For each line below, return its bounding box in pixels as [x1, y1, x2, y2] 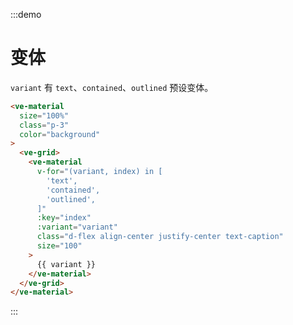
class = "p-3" [19, 120, 70, 130]
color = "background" [19, 129, 101, 139]
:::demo [10, 9, 42, 20]
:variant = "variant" [36, 222, 118, 233]
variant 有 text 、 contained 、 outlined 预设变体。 [10, 81, 214, 93]
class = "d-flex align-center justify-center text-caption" [36, 232, 284, 242]
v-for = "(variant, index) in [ [36, 167, 163, 177]
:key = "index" [36, 213, 92, 223]
